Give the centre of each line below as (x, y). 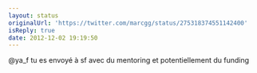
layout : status (34, 15)
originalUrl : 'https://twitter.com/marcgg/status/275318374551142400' (128, 23)
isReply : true (32, 30)
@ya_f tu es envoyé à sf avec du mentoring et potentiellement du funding (129, 60)
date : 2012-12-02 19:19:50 (53, 38)
